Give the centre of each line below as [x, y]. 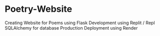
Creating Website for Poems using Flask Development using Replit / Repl [80, 23]
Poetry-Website [38, 9]
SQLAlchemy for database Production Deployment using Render [71, 28]
